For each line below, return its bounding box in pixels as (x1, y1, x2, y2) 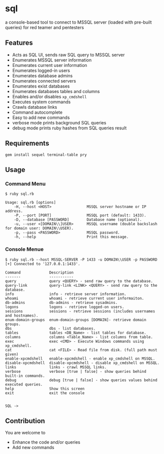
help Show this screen (5, 386, 85, 391)
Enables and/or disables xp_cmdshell (12, 93, 87, 99)
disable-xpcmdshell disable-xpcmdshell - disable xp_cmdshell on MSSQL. (5, 360, 160, 365)
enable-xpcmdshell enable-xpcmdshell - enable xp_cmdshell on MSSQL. (5, 356, 155, 361)
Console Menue (5, 246, 44, 253)
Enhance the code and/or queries (12, 439, 80, 445)
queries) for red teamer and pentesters (5, 24, 84, 30)
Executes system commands (12, 99, 71, 105)
